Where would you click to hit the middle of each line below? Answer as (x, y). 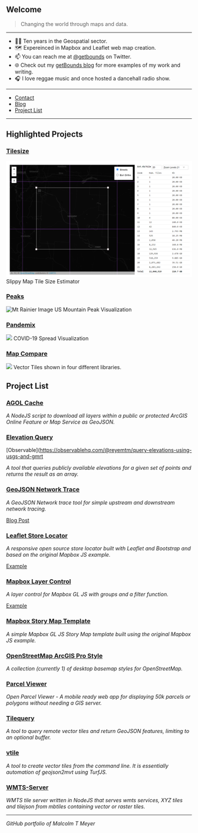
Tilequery (20, 718)
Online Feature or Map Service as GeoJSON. (60, 422)
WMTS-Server (27, 787)
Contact (24, 98)
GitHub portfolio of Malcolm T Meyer (51, 824)
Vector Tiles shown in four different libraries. (67, 367)
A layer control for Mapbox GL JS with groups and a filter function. (88, 595)
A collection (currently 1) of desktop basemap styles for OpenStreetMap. (94, 669)
